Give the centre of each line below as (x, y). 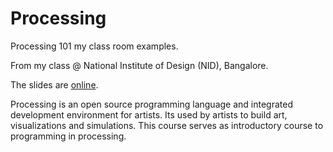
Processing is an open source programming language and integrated (151, 104)
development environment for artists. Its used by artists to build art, (149, 114)
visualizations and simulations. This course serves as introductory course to (167, 125)
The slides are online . (54, 84)
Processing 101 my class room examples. (94, 46)
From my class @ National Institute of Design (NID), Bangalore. (139, 65)
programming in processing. (68, 136)
